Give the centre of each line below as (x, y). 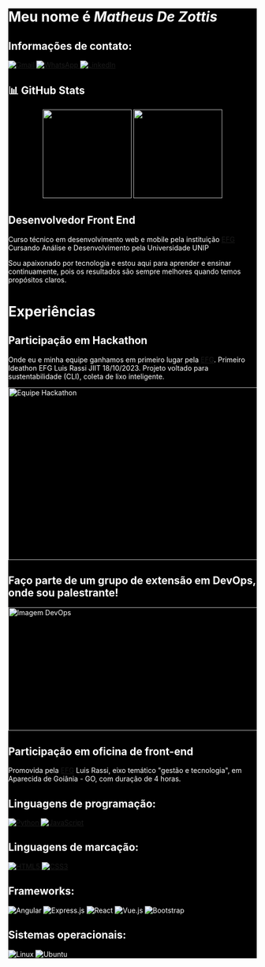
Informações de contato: (70, 46)
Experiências (52, 311)
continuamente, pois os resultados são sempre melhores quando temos (125, 271)
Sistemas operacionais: (67, 935)
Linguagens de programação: (82, 803)
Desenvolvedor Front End (72, 220)
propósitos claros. (37, 279)
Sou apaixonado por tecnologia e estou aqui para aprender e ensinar (120, 263)
